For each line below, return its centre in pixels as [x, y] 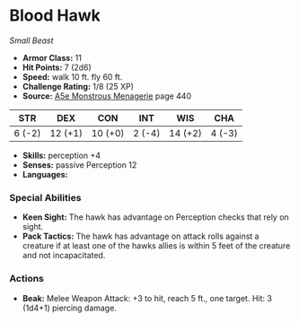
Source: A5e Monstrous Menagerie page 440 [106, 96]
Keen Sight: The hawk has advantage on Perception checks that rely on [155, 217]
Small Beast [31, 40]
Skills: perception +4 [62, 155]
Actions [27, 279]
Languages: [45, 174]
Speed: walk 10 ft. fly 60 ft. [72, 76]
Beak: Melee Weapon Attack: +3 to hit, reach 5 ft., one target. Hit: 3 [147, 298]
